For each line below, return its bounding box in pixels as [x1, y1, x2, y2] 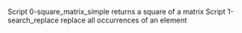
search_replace [7, 15, 59, 25]
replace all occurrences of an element [60, 15, 188, 25]
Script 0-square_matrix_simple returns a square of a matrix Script [7, 7, 226, 16]
